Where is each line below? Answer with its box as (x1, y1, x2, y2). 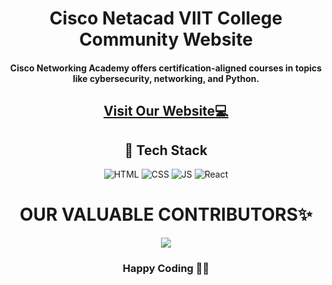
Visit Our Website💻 (103, 103, 229, 120)
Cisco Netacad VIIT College (49, 7, 283, 30)
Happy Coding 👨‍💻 (122, 261, 210, 275)
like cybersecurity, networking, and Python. (72, 72, 260, 84)
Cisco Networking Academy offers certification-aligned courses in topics (9, 62, 323, 74)
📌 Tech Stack (124, 142, 208, 159)
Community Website (79, 28, 253, 51)
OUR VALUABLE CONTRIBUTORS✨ (19, 203, 313, 226)
